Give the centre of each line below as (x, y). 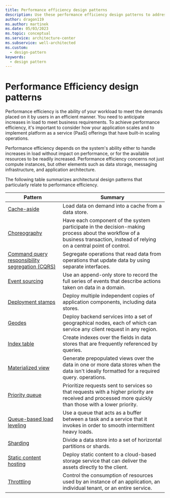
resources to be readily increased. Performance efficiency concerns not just (85, 159)
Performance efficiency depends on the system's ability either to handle (80, 148)
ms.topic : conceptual (28, 33)
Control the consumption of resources (108, 475)
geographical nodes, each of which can (110, 323)
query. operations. (84, 378)
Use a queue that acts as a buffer (102, 413)
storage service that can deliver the (105, 461)
